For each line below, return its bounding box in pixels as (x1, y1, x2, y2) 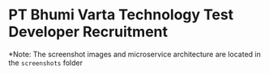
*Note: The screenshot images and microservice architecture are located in (8, 49, 262, 59)
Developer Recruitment (8, 23, 169, 41)
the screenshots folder (8, 58, 83, 68)
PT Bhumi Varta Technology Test (8, 6, 234, 24)
